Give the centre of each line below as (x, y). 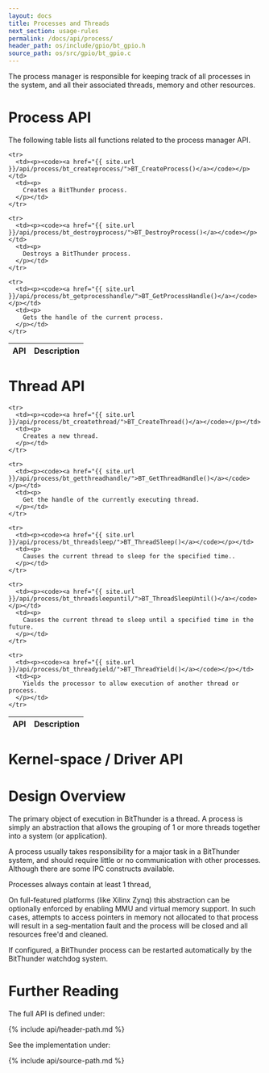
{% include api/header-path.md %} (66, 1029)
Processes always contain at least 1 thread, (80, 884)
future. (21, 627)
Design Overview (67, 796)
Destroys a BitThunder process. (77, 254)
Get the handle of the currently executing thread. (111, 499)
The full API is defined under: (57, 1013)
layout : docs (30, 16)
